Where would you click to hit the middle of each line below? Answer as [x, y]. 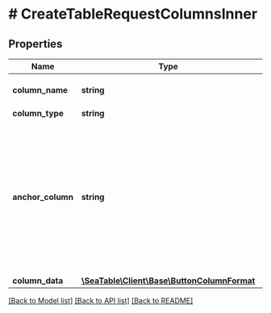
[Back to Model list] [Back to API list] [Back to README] [101, 300]
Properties [35, 44]
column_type [38, 113]
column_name [40, 90]
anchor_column [43, 197]
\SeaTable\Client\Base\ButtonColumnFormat [168, 281]
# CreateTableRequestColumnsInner [133, 14]
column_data [38, 281]
